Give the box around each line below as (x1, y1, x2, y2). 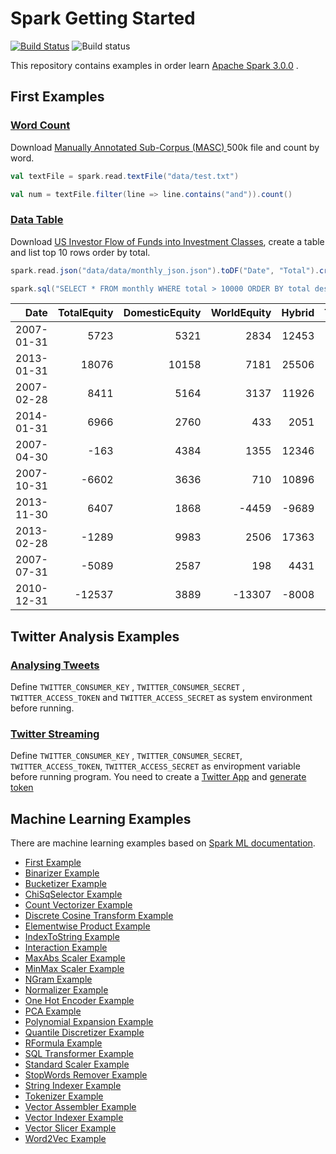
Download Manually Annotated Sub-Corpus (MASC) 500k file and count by (10, 141, 320, 153)
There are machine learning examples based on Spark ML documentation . (10, 837, 316, 849)
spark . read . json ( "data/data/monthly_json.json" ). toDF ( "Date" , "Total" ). (10, 265, 320, 276)
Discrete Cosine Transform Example (24, 910, 174, 922)
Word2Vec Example (24, 1133, 107, 1145)
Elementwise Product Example (24, 920, 151, 932)
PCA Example (24, 1005, 82, 1017)
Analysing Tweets (10, 658, 100, 672)
